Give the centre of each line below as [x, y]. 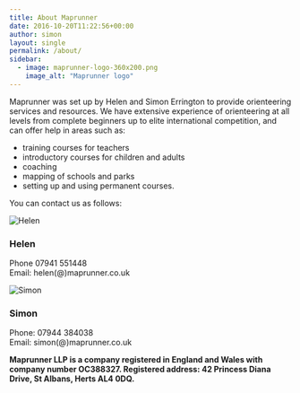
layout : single [38, 43]
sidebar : [26, 59]
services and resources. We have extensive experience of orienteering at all [150, 111]
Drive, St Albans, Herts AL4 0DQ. [72, 379]
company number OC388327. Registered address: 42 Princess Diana [140, 370]
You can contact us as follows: [66, 203]
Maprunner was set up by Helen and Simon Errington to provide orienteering [150, 101]
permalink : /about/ [46, 51]
